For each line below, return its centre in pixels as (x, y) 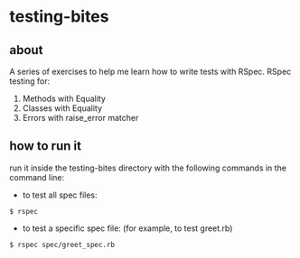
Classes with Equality (62, 108)
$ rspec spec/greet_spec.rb (62, 244)
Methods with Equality (64, 98)
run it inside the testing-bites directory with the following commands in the (148, 168)
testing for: (30, 81)
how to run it (45, 146)
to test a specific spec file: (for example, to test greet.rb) (127, 228)
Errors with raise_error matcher (80, 118)
